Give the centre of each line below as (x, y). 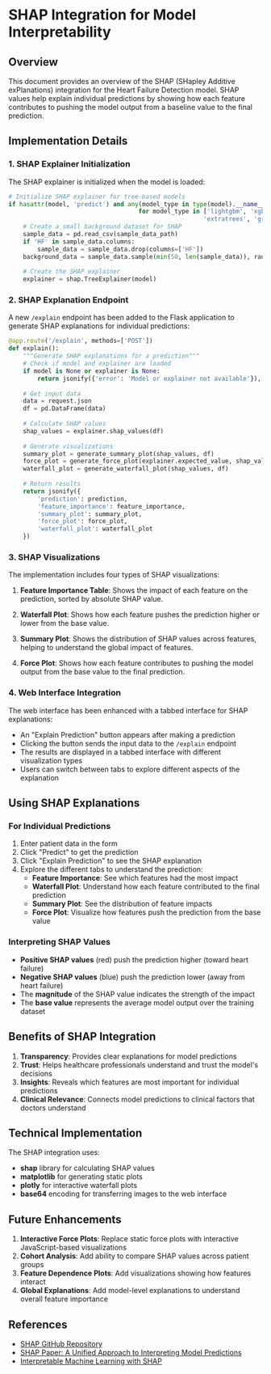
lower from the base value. (65, 624)
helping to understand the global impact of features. (106, 648)
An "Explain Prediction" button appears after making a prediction (127, 734)
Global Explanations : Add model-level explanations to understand (130, 1291)
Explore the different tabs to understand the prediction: (111, 869)
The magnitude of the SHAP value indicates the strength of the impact (138, 994)
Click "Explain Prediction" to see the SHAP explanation (111, 861)
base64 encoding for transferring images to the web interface (123, 1194)
